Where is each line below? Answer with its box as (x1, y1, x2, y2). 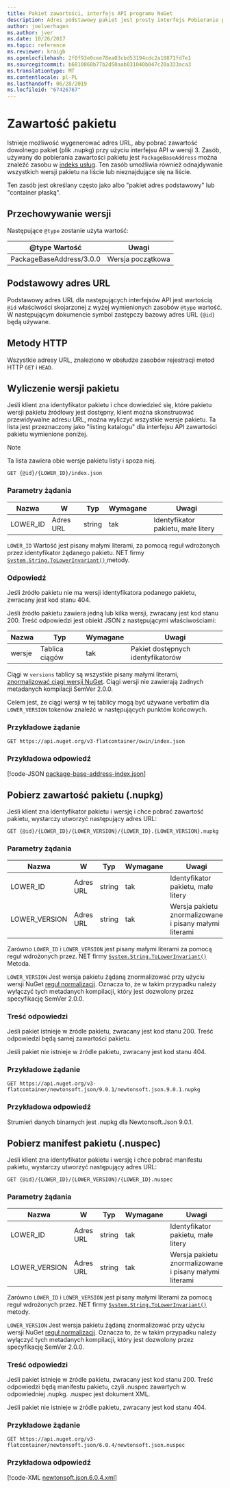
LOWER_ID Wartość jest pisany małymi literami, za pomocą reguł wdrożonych (7, 541, 220, 549)
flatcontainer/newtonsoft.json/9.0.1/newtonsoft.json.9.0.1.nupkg (7, 1086, 201, 1093)
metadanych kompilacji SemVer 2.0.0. (7, 685, 114, 693)
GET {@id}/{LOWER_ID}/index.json (7, 470, 103, 477)
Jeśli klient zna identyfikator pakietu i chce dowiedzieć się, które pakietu (7, 401, 212, 409)
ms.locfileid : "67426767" (7, 86, 81, 93)
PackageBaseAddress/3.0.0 (10, 254, 101, 264)
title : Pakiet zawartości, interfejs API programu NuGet (7, 10, 173, 17)
